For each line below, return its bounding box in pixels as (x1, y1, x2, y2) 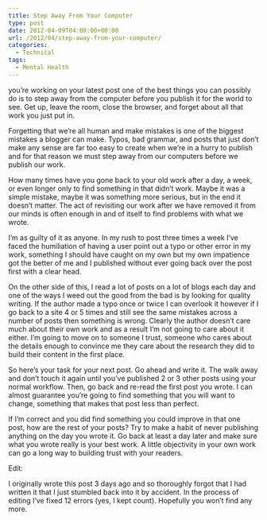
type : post (8, 19, 44, 27)
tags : (8, 56, 26, 64)
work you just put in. (8, 111, 75, 120)
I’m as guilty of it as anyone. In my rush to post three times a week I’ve (8, 232, 238, 243)
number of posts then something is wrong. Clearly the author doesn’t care (8, 316, 251, 325)
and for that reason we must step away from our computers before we (8, 151, 238, 161)
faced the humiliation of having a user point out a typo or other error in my (8, 241, 252, 250)
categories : (8, 41, 48, 49)
